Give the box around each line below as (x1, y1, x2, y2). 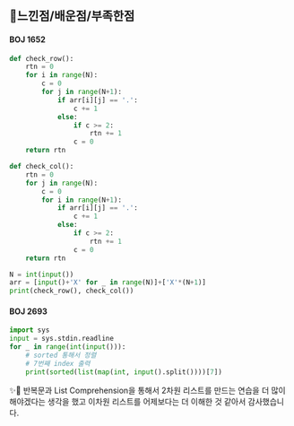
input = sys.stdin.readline (9, 335, 115, 343)
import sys (9, 326, 50, 335)
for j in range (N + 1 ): (41, 88, 123, 97)
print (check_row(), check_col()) (9, 286, 134, 296)
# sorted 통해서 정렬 (25, 351, 97, 361)
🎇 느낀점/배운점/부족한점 (9, 8, 135, 24)
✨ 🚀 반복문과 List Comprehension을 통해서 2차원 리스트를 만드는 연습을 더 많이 (9, 385, 286, 396)
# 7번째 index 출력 (25, 359, 91, 368)
